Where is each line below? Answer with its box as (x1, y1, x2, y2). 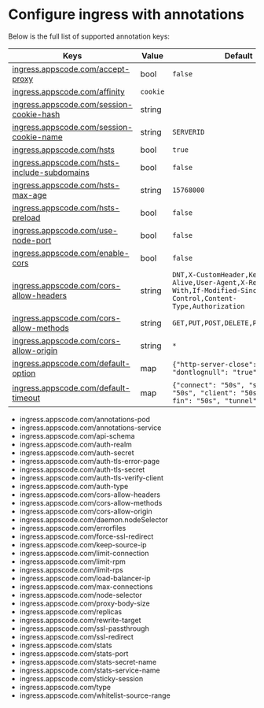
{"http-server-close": (172, 360, 258, 369)
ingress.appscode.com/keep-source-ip (19, 539, 147, 549)
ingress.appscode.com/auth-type (19, 481, 129, 491)
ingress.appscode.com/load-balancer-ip (19, 573, 151, 583)
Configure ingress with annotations (8, 6, 245, 24)
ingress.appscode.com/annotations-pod (19, 414, 151, 424)
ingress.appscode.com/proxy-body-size (19, 599, 151, 608)
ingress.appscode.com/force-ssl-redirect (19, 532, 154, 541)
